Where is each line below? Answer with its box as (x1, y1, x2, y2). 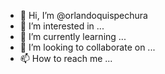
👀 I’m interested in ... (19, 20, 105, 32)
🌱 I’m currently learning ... (19, 31, 127, 42)
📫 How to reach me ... (19, 53, 113, 64)
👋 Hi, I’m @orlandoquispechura (19, 10, 148, 21)
